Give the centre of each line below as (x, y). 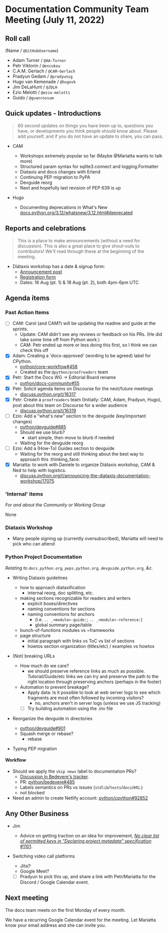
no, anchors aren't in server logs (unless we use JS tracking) (98, 703)
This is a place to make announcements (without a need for (79, 240)
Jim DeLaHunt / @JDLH (35, 87)
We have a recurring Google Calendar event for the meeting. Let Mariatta (81, 920)
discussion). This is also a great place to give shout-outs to (78, 246)
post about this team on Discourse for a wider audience (70, 405)
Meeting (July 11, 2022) (55, 20)
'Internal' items (24, 494)
